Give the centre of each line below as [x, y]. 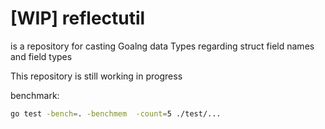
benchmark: [35, 95]
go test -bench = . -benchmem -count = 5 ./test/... [116, 113]
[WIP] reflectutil [78, 18]
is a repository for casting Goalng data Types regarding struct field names [162, 46]
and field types [41, 56]
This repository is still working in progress [96, 76]
